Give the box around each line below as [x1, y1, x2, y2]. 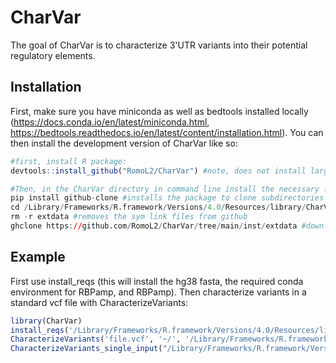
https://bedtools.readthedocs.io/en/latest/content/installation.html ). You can [10, 126, 324, 138]
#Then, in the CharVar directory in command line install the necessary [10, 184, 320, 194]
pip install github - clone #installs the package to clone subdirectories [10, 193, 325, 203]
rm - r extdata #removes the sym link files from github [10, 212, 248, 222]
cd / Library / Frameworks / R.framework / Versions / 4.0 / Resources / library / [10, 202, 307, 213]
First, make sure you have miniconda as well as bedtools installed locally [10, 105, 309, 117]
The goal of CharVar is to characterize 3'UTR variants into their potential [10, 39, 308, 51]
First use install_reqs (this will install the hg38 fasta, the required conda [10, 275, 304, 287]
